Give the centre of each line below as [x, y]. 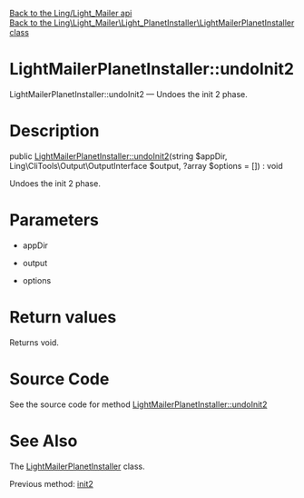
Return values [63, 317]
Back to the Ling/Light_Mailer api [71, 13]
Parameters [54, 220]
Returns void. [34, 342]
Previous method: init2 [51, 483]
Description [54, 131]
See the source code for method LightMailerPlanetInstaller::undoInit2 [138, 404]
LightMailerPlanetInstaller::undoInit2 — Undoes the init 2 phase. [128, 94]
